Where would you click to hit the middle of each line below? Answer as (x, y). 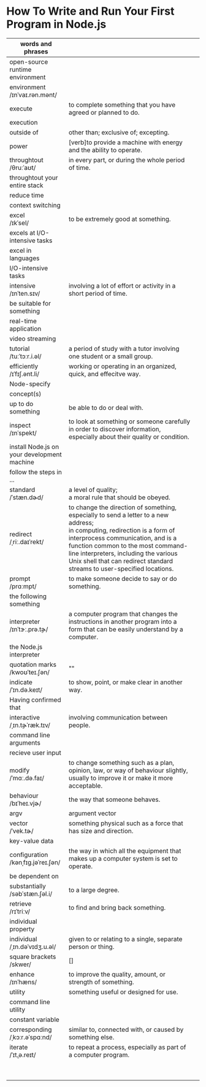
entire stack (26, 185)
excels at (22, 232)
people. (79, 725)
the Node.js (26, 647)
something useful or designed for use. (123, 992)
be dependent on (34, 876)
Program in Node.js (56, 24)
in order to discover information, (115, 429)
